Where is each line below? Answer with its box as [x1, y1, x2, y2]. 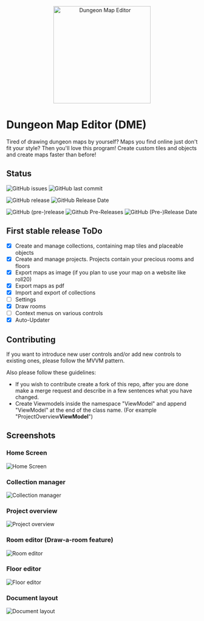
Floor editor [6, 564, 41, 573]
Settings [15, 296, 36, 303]
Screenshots [6, 431, 56, 441]
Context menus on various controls [15, 310, 103, 316]
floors [15, 262, 30, 269]
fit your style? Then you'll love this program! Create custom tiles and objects [6, 144, 197, 151]
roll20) [15, 276, 32, 283]
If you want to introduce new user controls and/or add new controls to [6, 350, 182, 358]
